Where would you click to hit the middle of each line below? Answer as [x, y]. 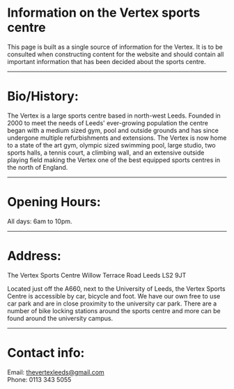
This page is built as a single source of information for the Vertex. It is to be [115, 47]
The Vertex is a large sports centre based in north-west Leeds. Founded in [114, 116]
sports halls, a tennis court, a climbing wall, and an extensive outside [106, 152]
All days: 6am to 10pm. [40, 221]
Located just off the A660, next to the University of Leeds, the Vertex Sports [116, 288]
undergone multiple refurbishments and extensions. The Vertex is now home [117, 138]
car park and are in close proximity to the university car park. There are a [112, 303]
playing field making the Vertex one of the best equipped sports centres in [114, 160]
